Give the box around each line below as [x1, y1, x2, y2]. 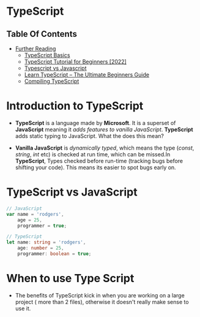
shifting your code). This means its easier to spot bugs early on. [15, 164, 176, 171]
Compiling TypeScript [24, 78, 80, 85]
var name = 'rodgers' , [6, 211, 64, 217]
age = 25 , [17, 216, 43, 223]
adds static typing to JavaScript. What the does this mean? [15, 132, 164, 139]
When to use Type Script [6, 272, 135, 286]
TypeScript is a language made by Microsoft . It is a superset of [15, 119, 176, 126]
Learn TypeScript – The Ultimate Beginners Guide [24, 71, 150, 78]
